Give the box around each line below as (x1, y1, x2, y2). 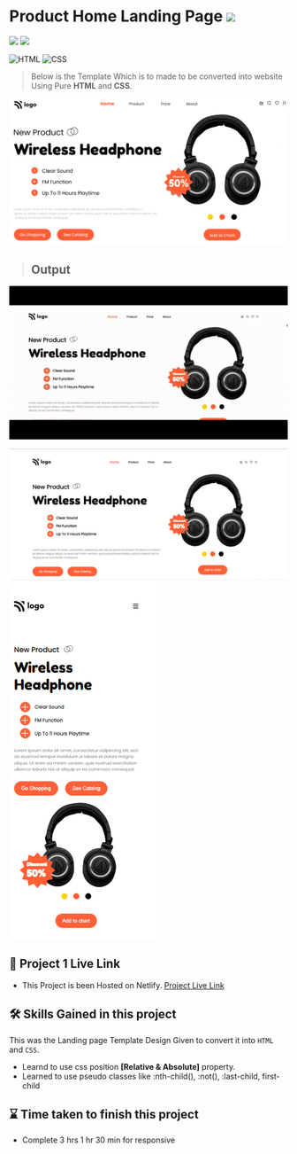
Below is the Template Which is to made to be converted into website (30, 71, 283, 82)
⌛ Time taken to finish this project (9, 1106, 199, 1122)
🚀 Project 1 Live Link (9, 956, 121, 971)
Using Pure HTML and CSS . (30, 80, 133, 90)
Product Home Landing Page (9, 6, 224, 27)
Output (30, 261, 71, 277)
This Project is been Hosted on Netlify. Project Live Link (21, 979, 225, 990)
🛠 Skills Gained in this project (9, 1007, 177, 1022)
